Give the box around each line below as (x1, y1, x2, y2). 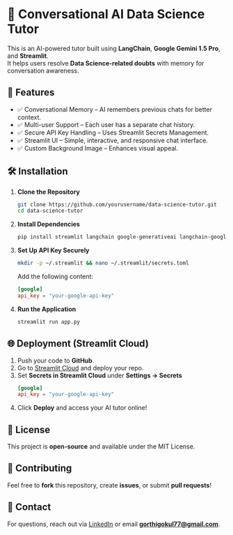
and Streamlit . (7, 52, 49, 60)
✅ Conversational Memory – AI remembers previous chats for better (17, 105, 212, 114)
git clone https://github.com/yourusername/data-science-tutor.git (17, 201, 217, 208)
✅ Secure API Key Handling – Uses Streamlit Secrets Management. (17, 128, 209, 137)
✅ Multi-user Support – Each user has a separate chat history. (17, 120, 195, 128)
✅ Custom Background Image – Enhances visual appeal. (17, 144, 179, 152)
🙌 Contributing (7, 462, 72, 474)
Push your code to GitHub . (17, 356, 95, 365)
